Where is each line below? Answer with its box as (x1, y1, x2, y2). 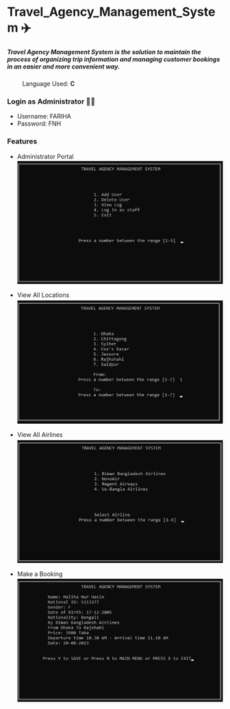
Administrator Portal (16, 152, 74, 160)
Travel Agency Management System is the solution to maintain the (7, 47, 201, 56)
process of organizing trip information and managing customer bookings (7, 55, 220, 63)
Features (7, 136, 38, 146)
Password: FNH (16, 119, 62, 128)
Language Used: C (22, 80, 75, 88)
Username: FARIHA (16, 112, 72, 121)
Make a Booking (16, 570, 63, 578)
